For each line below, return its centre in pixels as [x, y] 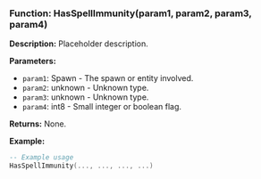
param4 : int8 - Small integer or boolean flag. [101, 107]
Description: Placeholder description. [79, 44]
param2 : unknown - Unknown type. [85, 88]
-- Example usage [42, 158]
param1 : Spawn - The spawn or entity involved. [108, 78]
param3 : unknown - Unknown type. [85, 97]
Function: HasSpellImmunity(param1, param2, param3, [130, 13]
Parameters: [33, 61]
